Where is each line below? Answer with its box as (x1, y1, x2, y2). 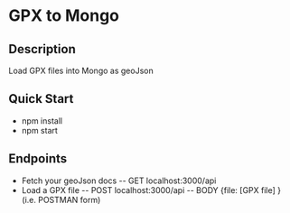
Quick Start (8, 91, 74, 106)
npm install (21, 115, 63, 126)
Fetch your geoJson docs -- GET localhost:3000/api (21, 175, 217, 186)
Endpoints (8, 151, 68, 167)
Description (8, 42, 76, 57)
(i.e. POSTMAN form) (21, 194, 101, 205)
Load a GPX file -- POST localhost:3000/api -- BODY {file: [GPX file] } (21, 184, 282, 195)
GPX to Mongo (8, 5, 119, 26)
